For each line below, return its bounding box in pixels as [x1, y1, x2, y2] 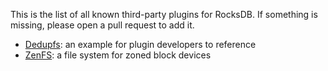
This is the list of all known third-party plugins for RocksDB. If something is [10, 9, 318, 20]
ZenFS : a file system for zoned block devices [24, 49, 212, 61]
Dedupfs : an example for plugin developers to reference [24, 39, 257, 50]
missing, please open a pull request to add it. [10, 19, 195, 31]
